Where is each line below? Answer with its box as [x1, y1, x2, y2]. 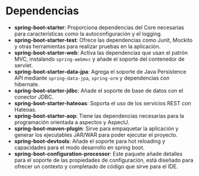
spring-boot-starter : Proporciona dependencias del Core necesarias [14, 24, 184, 31]
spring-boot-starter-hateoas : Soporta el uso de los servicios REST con [14, 99, 191, 106]
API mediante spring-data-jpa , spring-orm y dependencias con [14, 74, 170, 81]
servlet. [14, 61, 33, 69]
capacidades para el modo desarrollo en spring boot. [14, 144, 145, 151]
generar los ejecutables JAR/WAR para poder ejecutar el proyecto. [14, 131, 178, 138]
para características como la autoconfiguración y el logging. [14, 30, 162, 37]
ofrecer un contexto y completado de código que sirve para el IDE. [14, 162, 178, 170]
